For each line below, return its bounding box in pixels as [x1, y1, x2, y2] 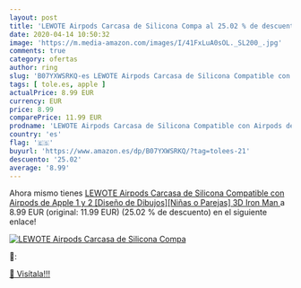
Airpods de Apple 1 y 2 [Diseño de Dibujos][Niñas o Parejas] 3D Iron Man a [9, 197, 285, 208]
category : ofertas [9, 55, 78, 64]
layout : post [9, 13, 58, 22]
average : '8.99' [9, 163, 70, 172]
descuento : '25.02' [9, 154, 82, 164]
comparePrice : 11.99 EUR [9, 113, 102, 122]
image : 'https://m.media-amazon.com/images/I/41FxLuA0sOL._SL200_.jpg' [9, 38, 282, 48]
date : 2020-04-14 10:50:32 [9, 30, 110, 39]
